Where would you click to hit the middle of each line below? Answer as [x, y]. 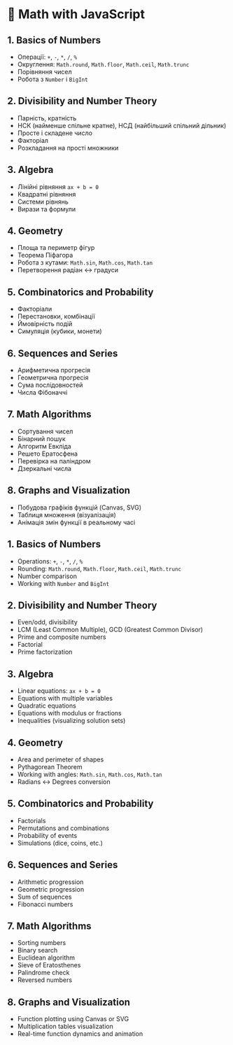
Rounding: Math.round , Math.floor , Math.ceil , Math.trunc [99, 568]
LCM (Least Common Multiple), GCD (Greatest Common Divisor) [110, 630]
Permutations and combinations [63, 828]
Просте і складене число [55, 133]
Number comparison [47, 576]
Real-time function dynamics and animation [80, 1034]
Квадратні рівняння [47, 194]
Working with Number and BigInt [63, 583]
